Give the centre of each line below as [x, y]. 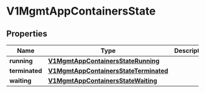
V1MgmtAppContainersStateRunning [104, 61]
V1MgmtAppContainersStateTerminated [108, 71]
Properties [27, 34]
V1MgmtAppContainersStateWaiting [103, 81]
